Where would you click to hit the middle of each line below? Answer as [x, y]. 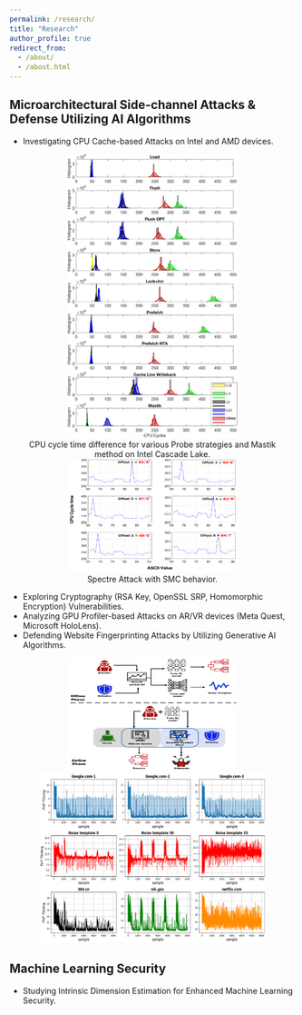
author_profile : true [50, 38]
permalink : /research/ [52, 19]
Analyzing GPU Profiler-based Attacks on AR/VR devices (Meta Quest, [154, 616]
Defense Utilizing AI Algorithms [100, 119]
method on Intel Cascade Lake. [152, 453]
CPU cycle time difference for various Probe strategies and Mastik [152, 444]
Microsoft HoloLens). [62, 625]
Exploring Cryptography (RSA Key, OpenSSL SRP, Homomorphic [143, 596]
